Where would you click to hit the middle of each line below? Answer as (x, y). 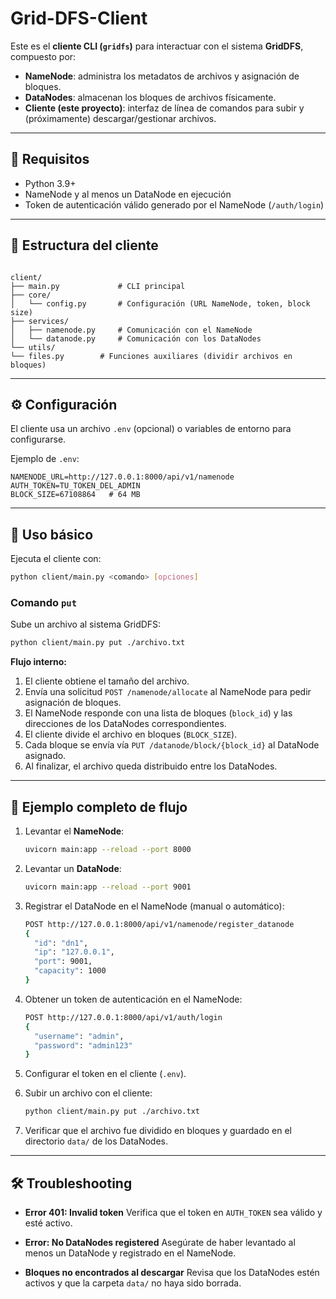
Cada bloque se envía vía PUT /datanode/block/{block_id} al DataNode (172, 745)
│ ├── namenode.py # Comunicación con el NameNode (131, 330)
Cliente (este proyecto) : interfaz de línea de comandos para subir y (164, 108)
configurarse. (38, 439)
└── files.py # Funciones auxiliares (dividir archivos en (151, 356)
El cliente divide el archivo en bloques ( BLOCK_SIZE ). (131, 734)
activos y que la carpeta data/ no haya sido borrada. (133, 1283)
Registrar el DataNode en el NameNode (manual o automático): (154, 906)
